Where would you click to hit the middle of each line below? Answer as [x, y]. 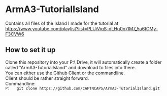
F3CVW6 [15, 34]
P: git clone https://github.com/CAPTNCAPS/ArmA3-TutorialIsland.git [82, 88]
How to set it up [30, 50]
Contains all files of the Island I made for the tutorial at [62, 23]
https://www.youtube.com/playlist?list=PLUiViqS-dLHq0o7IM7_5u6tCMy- [82, 28]
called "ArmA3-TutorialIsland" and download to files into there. [71, 67]
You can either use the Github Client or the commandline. [65, 73]
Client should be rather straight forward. [47, 78]
